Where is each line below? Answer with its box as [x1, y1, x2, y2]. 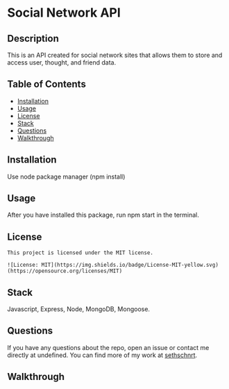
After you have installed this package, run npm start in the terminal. [7, 210, 200, 220]
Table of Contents [7, 78, 87, 90]
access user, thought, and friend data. [7, 58, 117, 67]
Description [7, 33, 59, 44]
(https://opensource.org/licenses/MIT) [7, 267, 123, 275]
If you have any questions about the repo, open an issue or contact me [7, 343, 210, 351]
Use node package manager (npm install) [7, 172, 126, 181]
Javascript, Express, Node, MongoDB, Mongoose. [7, 305, 151, 313]
